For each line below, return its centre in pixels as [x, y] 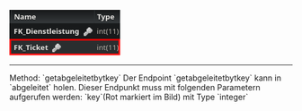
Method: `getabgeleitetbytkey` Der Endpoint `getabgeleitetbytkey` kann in [145, 78]
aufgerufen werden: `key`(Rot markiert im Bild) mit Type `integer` [129, 97]
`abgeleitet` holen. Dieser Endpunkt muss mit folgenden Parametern [135, 87]
